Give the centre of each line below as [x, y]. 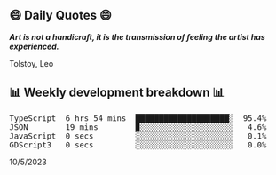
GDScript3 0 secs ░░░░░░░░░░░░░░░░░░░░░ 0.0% [138, 145]
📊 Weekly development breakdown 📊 [117, 93]
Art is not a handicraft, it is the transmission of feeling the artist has [138, 36]
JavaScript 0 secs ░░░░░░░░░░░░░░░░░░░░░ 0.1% [138, 136]
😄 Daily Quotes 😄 [61, 16]
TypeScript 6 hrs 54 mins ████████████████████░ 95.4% [138, 118]
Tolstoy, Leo [32, 63]
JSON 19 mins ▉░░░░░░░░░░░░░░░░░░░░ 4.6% [138, 127]
